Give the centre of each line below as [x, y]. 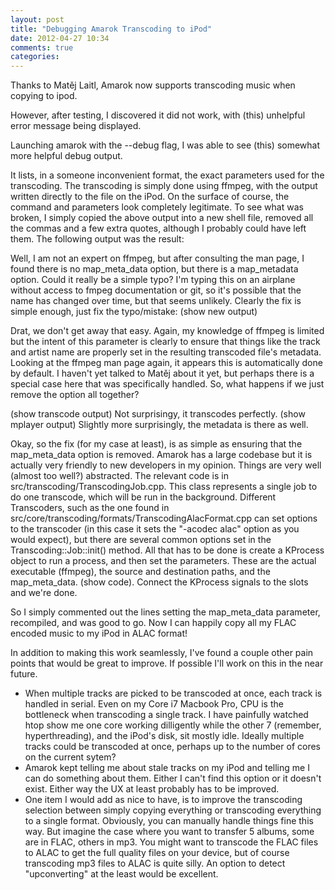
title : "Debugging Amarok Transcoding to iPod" [111, 29]
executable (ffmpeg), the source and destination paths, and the [140, 572]
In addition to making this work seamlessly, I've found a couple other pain [162, 653]
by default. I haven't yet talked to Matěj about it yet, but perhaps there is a [162, 373]
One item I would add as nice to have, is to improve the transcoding [163, 800]
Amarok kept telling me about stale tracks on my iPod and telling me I [167, 768]
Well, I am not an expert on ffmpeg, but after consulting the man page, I [157, 258]
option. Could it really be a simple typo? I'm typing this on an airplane [153, 280]
